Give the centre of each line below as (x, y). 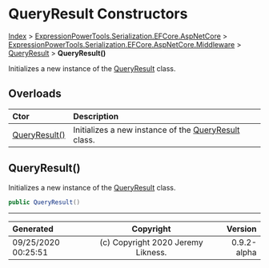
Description (96, 116)
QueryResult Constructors (98, 14)
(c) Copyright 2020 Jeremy (151, 242)
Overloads (35, 94)
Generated (33, 229)
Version (241, 229)
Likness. (151, 253)
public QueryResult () (44, 202)
